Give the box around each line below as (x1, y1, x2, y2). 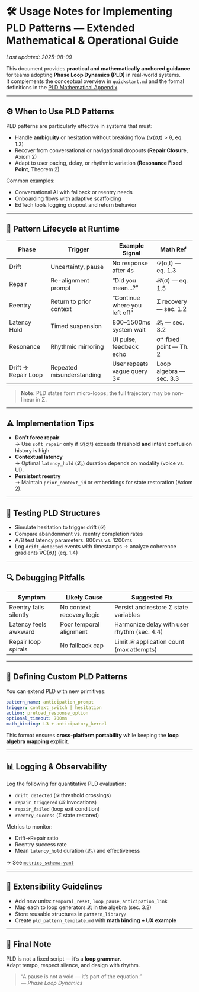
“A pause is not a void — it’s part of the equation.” (20, 972, 142, 980)
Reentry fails (9, 603, 44, 611)
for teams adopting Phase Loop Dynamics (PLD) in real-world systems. (6, 71, 181, 78)
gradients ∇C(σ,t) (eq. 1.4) (14, 549, 78, 557)
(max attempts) (114, 646, 157, 653)
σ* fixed (156, 335, 180, 343)
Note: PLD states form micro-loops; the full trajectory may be (20, 389, 171, 397)
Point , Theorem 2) (14, 165, 60, 172)
